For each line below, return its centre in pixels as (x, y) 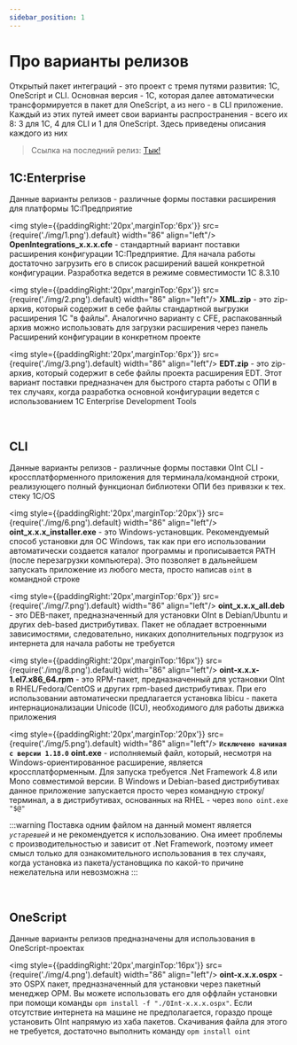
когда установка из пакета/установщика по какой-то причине (126, 863)
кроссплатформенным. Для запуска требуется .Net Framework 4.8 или (143, 772)
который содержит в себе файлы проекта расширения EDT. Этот (158, 373)
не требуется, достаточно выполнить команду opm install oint (130, 1031)
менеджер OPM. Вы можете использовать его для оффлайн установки (143, 993)
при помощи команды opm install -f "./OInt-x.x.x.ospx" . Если (131, 1003)
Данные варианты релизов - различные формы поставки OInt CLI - (137, 468)
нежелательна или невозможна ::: (74, 872)
